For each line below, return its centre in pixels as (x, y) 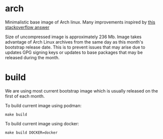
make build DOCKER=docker (31, 133)
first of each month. (25, 96)
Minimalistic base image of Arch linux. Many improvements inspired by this (80, 22)
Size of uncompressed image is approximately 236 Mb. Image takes (73, 37)
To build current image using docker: (42, 123)
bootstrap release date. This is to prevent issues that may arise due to (75, 47)
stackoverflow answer (27, 27)
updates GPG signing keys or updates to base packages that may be (74, 52)
